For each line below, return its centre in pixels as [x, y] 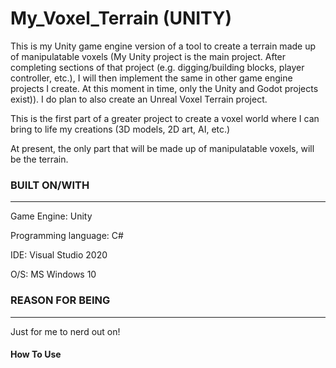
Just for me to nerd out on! [65, 331]
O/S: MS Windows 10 [53, 274]
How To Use [36, 354]
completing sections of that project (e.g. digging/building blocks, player [157, 67]
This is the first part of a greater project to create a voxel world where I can [165, 118]
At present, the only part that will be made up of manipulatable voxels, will [162, 148]
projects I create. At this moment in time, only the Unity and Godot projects [164, 88]
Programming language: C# [67, 236]
